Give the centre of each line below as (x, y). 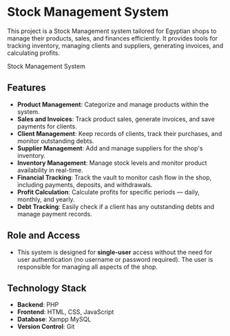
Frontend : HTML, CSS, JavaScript (65, 312)
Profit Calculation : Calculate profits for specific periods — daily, (108, 192)
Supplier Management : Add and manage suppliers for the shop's (110, 148)
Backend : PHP (38, 305)
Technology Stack (47, 288)
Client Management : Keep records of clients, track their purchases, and (119, 133)
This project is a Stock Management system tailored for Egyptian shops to (112, 31)
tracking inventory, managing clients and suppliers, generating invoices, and (115, 45)
